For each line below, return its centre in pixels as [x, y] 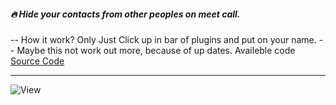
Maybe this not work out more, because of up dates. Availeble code [156, 50]
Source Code [37, 61]
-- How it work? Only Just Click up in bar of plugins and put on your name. [163, 39]
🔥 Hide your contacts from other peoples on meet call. [125, 14]
